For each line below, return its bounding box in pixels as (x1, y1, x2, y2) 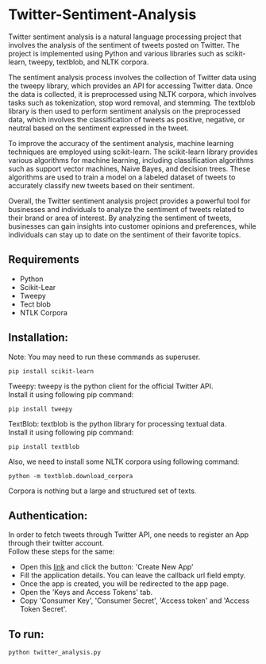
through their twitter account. (8, 539, 105, 548)
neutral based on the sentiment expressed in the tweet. (8, 123, 189, 133)
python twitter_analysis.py (8, 649, 102, 657)
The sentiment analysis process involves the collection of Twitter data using (8, 72, 256, 82)
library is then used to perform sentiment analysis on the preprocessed (8, 106, 241, 116)
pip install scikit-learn (8, 367, 94, 375)
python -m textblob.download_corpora (8, 472, 133, 480)
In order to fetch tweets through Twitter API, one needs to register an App (8, 530, 249, 539)
